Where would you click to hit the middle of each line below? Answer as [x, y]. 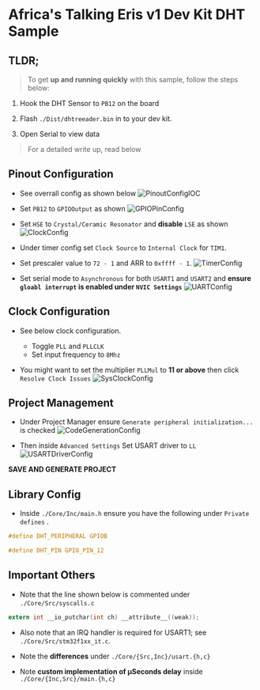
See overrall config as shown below [78, 193]
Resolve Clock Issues [55, 379]
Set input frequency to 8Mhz [76, 354]
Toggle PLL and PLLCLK [68, 346]
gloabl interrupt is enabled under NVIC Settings [101, 286]
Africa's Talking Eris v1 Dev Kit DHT [127, 15]
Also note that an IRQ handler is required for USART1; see [113, 632]
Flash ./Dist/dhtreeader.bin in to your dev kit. [96, 119]
